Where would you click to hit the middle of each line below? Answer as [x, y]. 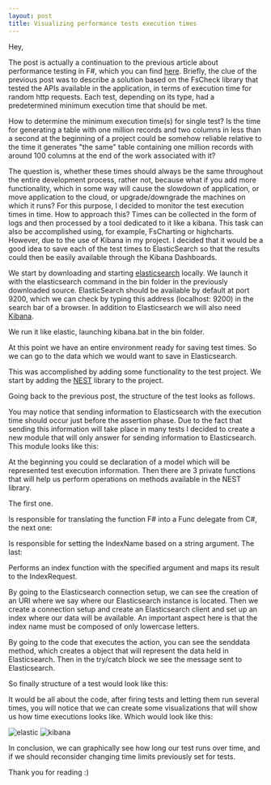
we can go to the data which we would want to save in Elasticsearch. [123, 356]
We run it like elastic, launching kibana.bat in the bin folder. [106, 331]
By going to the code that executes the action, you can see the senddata [129, 642]
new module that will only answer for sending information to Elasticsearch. [133, 437]
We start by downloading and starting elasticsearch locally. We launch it [128, 273]
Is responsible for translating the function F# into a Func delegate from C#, [133, 518]
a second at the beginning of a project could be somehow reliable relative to [135, 138]
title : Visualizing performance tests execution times [103, 23]
